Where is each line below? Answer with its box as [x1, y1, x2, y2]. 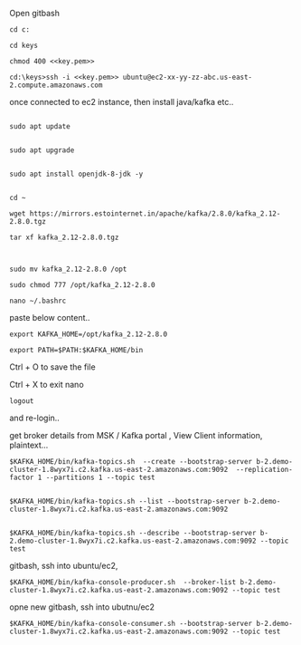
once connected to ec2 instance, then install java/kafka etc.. [9, 97, 234, 107]
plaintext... [9, 439, 49, 450]
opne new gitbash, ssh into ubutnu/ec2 [9, 602, 155, 612]
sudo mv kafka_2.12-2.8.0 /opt [9, 265, 127, 274]
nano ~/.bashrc [9, 296, 67, 305]
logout [9, 397, 34, 406]
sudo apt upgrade [9, 146, 75, 155]
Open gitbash [9, 8, 61, 18]
